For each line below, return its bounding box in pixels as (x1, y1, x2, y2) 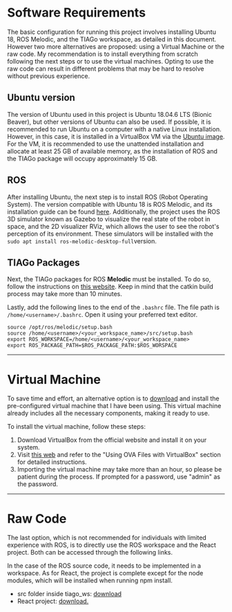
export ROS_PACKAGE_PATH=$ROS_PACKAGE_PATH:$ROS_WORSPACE (7, 342, 177, 349)
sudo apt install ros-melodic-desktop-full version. (7, 237, 157, 245)
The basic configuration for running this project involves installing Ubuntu (7, 28, 216, 36)
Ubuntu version (7, 92, 76, 104)
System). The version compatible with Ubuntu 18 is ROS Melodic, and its (7, 200, 213, 208)
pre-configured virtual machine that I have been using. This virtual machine (7, 402, 222, 410)
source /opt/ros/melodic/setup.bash (7, 324, 113, 331)
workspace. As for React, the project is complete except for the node (7, 569, 204, 577)
